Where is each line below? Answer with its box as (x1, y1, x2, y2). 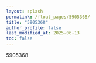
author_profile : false (6, 24, 61, 31)
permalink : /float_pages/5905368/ (6, 14, 91, 20)
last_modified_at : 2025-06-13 (6, 30, 80, 36)
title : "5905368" (6, 19, 49, 25)
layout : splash (6, 8, 43, 15)
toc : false (6, 36, 33, 41)
